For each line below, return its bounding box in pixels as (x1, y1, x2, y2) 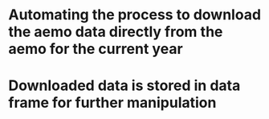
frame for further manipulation (8, 94, 217, 112)
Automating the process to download (8, 6, 262, 24)
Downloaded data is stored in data (8, 76, 241, 95)
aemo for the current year (8, 40, 183, 58)
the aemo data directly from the (8, 23, 223, 41)
